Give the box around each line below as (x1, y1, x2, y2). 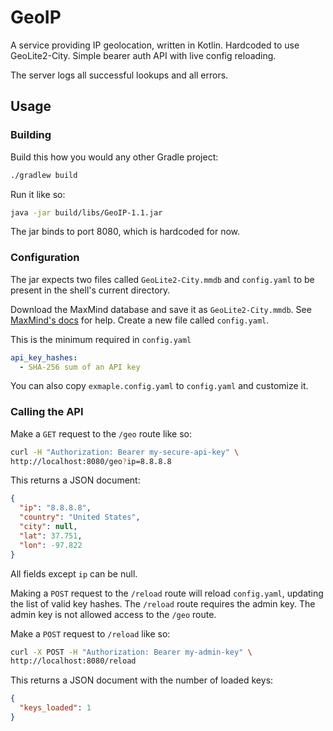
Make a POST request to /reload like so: (10, 627, 171, 640)
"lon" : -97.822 (19, 540, 83, 550)
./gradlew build (10, 170, 78, 180)
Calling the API (10, 405, 84, 419)
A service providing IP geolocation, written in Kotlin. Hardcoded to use (10, 39, 300, 51)
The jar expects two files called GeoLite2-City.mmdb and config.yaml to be (10, 273, 315, 285)
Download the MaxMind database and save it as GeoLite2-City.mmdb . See (10, 303, 312, 315)
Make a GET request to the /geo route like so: (10, 427, 192, 440)
